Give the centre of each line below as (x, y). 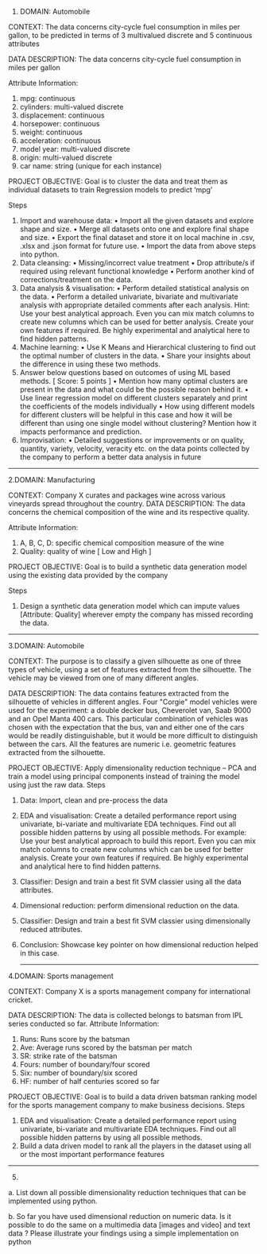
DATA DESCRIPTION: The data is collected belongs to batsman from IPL (126, 1015)
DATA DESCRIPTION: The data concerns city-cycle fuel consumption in (125, 59)
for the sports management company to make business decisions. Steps (126, 1105)
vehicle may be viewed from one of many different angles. (103, 678)
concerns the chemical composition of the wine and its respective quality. (129, 512)
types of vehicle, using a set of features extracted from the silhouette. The (130, 670)
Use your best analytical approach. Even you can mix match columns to (137, 313)
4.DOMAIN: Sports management (61, 976)
